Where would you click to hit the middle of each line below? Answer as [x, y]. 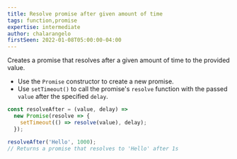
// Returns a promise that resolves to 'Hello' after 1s [93, 148]
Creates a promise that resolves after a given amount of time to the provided [118, 60]
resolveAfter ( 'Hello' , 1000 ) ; [52, 142]
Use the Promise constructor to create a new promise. [96, 81]
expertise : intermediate [44, 27]
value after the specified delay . [63, 97]
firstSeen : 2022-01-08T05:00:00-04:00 [64, 40]
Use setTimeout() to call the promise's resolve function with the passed [122, 89]
